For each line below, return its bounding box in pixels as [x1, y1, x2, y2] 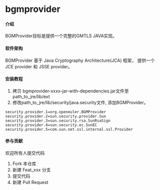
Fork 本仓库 [12, 161, 36, 167]
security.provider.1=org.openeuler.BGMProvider [5, 109, 106, 114]
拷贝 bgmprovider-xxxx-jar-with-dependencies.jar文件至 [12, 88, 129, 94]
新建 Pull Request [12, 180, 48, 185]
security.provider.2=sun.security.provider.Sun [5, 114, 106, 119]
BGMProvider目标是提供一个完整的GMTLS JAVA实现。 [5, 33, 117, 39]
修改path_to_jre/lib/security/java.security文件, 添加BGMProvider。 [12, 99, 148, 105]
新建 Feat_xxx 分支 [12, 167, 51, 173]
